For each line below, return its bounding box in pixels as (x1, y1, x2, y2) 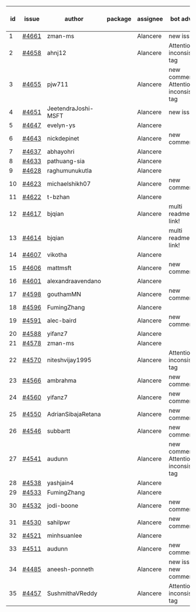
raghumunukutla (47, 167, 92, 174)
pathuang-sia (47, 157, 85, 165)
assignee (136, 15, 163, 23)
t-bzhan (47, 193, 70, 201)
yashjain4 (47, 479, 74, 487)
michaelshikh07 (47, 180, 91, 188)
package (107, 15, 132, 23)
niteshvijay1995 (47, 356, 92, 364)
